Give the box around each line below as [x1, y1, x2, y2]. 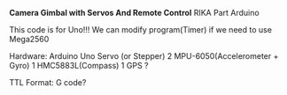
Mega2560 [9, 34, 50, 44]
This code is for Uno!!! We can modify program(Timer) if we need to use [9, 25, 273, 34]
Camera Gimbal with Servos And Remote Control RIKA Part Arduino [9, 8, 260, 18]
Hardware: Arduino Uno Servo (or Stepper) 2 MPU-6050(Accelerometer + [9, 51, 279, 61]
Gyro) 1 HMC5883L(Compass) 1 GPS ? [9, 61, 149, 70]
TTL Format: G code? [9, 77, 87, 87]
